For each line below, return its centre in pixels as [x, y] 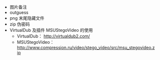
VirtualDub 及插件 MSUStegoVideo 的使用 [51, 30]
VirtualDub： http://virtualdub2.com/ [53, 36]
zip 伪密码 [20, 24]
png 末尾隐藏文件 [27, 18]
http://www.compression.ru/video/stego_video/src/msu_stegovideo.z [86, 48]
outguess [19, 12]
